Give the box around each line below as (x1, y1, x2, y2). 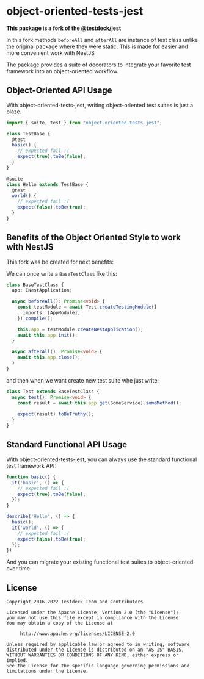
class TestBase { (6, 131, 51, 137)
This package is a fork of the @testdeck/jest (6, 24, 122, 32)
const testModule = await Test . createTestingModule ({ (17, 304, 157, 311)
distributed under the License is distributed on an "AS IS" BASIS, (6, 647, 184, 653)
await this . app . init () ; (17, 332, 78, 338)
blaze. (6, 108, 22, 115)
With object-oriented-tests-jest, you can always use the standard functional (6, 456, 197, 463)
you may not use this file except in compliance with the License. (6, 615, 182, 621)
